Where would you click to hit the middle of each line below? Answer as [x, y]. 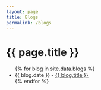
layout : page [22, 12]
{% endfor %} [32, 82]
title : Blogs [22, 17]
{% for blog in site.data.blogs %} [55, 69]
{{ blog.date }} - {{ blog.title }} [51, 75]
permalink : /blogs [29, 23]
